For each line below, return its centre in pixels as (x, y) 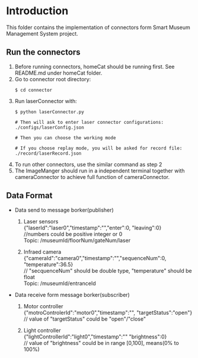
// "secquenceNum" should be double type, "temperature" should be (108, 270)
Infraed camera (42, 252)
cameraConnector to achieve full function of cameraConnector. (92, 177)
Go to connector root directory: (53, 79)
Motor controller (43, 306)
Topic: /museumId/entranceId (60, 283)
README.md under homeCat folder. (58, 73)
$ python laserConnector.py (49, 112)
